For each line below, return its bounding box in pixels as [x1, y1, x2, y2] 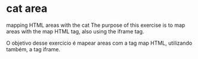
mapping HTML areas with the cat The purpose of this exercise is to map [6, 21, 185, 29]
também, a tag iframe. [6, 45, 61, 52]
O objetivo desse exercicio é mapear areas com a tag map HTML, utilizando [6, 39, 193, 46]
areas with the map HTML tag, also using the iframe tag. [6, 27, 144, 35]
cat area [6, 2, 48, 15]
